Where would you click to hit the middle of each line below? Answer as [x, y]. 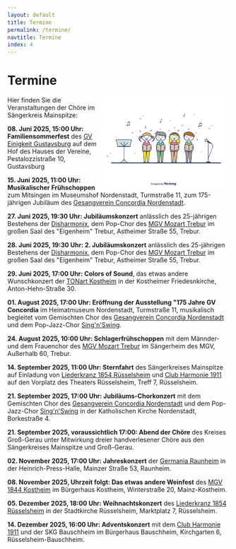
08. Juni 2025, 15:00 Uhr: [46, 129]
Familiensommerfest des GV [50, 136]
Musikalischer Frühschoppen [51, 188]
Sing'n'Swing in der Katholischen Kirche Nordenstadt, [118, 411]
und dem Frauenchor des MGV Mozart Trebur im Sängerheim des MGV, [111, 346]
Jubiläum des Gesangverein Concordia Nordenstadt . [109, 203]
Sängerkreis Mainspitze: [42, 115]
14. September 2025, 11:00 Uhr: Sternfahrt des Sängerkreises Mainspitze [116, 367]
